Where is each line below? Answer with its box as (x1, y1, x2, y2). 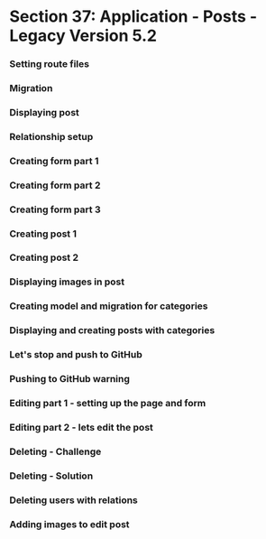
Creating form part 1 (9, 154, 99, 167)
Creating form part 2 (9, 179, 101, 191)
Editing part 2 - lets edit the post (9, 421, 153, 433)
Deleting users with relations (9, 494, 138, 506)
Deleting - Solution (9, 469, 94, 482)
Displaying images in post (9, 275, 125, 288)
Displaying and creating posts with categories (9, 324, 216, 337)
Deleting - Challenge (9, 445, 102, 458)
